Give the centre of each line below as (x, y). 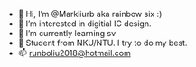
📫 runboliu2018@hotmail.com (74, 53)
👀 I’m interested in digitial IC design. (84, 24)
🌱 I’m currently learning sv (67, 33)
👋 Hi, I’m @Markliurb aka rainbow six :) (90, 14)
